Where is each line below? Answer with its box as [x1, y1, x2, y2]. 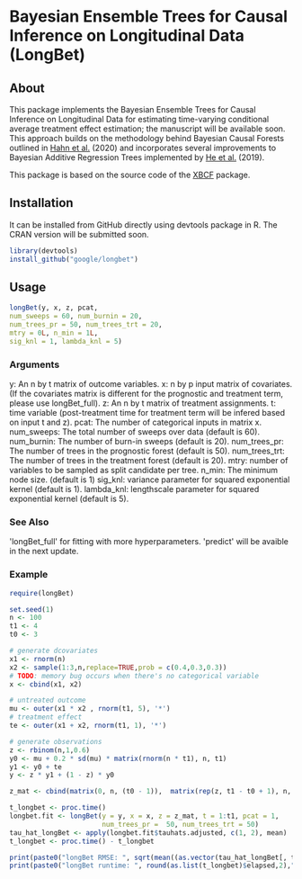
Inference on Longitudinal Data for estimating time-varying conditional [9, 114, 270, 124]
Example [9, 569, 49, 581]
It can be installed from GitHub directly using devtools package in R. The [9, 219, 278, 230]
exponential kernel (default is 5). [9, 493, 129, 505]
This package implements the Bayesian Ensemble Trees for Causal [9, 104, 256, 114]
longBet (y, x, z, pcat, [9, 303, 99, 312]
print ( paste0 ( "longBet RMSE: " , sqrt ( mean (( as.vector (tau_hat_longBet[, [9, 853, 288, 862]
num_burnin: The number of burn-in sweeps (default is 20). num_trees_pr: [9, 436, 285, 447]
